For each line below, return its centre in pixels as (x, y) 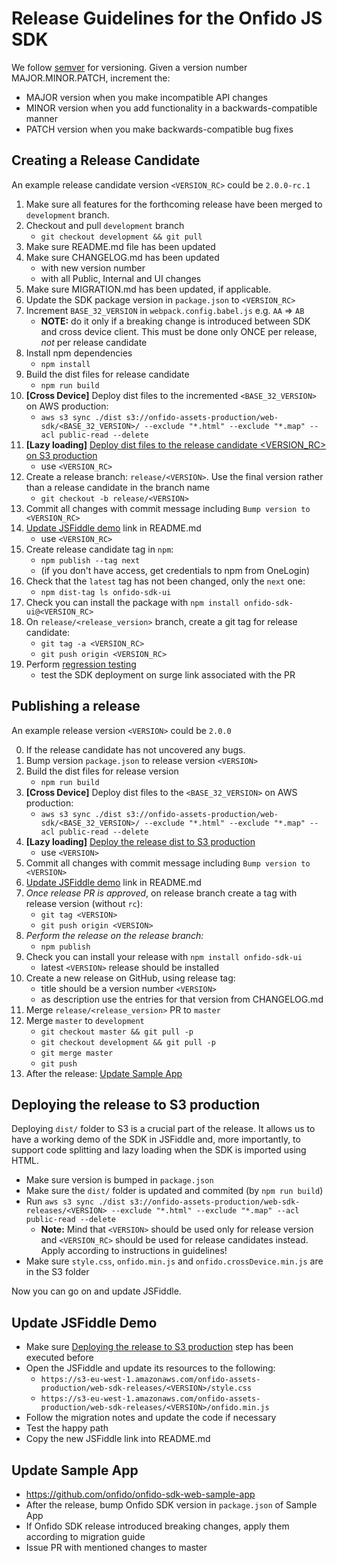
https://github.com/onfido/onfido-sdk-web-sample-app (140, 1494)
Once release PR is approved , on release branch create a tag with (161, 893)
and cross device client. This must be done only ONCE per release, (179, 331)
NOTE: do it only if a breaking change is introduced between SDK (175, 321)
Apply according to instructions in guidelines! (134, 1251)
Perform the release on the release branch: (114, 935)
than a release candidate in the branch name (118, 487)
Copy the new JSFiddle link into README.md (118, 1439)
